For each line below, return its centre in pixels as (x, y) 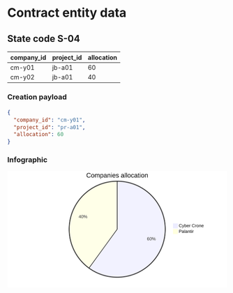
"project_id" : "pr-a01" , (50, 127)
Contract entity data (67, 13)
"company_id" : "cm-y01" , (50, 120)
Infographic (27, 160)
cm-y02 (22, 77)
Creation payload (37, 97)
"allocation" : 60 (39, 135)
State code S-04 (44, 39)
